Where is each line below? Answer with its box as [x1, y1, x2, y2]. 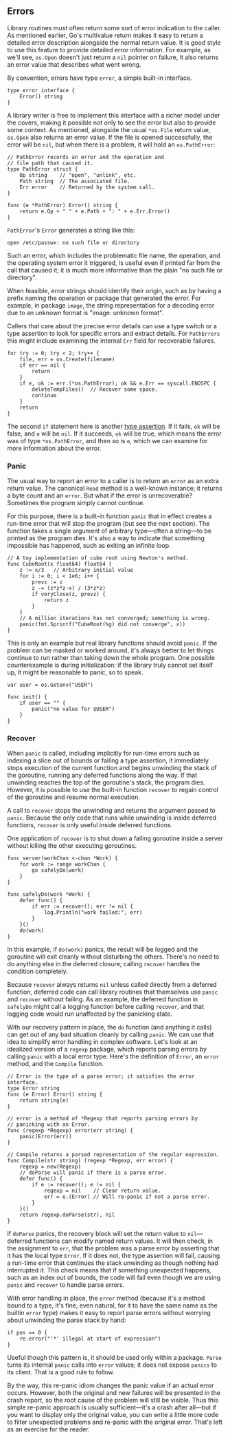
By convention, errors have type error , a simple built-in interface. [7, 74, 192, 82]
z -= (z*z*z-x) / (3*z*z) [32, 585, 106, 592]
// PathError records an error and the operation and [7, 153, 165, 160]
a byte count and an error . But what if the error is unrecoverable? [7, 491, 193, 500]
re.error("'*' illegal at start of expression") [19, 1335, 161, 1343]
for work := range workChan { [19, 861, 106, 868]
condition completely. [7, 967, 69, 976]
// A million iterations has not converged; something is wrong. [19, 615, 211, 622]
